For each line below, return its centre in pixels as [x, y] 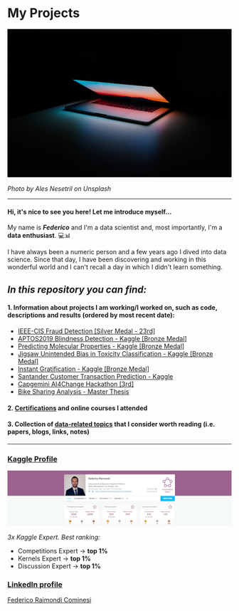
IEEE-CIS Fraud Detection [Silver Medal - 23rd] [86, 331]
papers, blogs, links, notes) [49, 432]
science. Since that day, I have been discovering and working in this [107, 260]
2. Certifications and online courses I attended [78, 408]
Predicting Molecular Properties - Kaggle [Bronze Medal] [101, 346]
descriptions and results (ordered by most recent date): [91, 315]
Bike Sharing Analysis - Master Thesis [73, 391]
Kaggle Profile [33, 459]
